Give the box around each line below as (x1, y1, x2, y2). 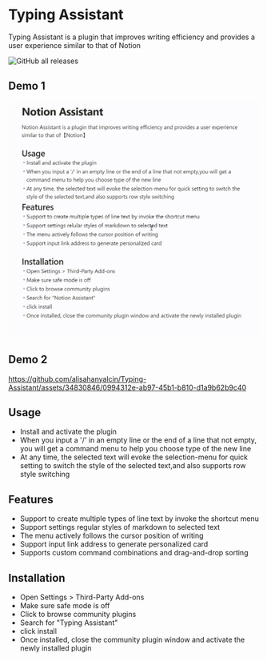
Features (8, 492, 54, 506)
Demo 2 (8, 353, 48, 367)
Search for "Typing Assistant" (19, 618, 118, 627)
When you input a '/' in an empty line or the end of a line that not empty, (19, 435, 257, 445)
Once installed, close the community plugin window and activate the (19, 635, 245, 644)
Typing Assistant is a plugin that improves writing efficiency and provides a (8, 32, 256, 42)
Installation (8, 571, 66, 585)
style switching (19, 470, 70, 479)
